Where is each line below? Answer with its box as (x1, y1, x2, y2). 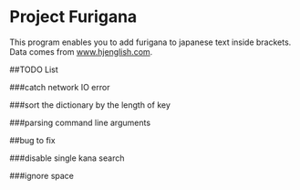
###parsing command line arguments (9, 117, 151, 128)
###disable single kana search (9, 153, 125, 164)
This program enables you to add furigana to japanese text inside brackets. (9, 37, 292, 47)
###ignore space (9, 170, 75, 181)
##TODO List (9, 64, 59, 75)
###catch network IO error (9, 81, 110, 92)
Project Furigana (9, 6, 138, 27)
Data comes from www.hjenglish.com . (9, 46, 153, 57)
